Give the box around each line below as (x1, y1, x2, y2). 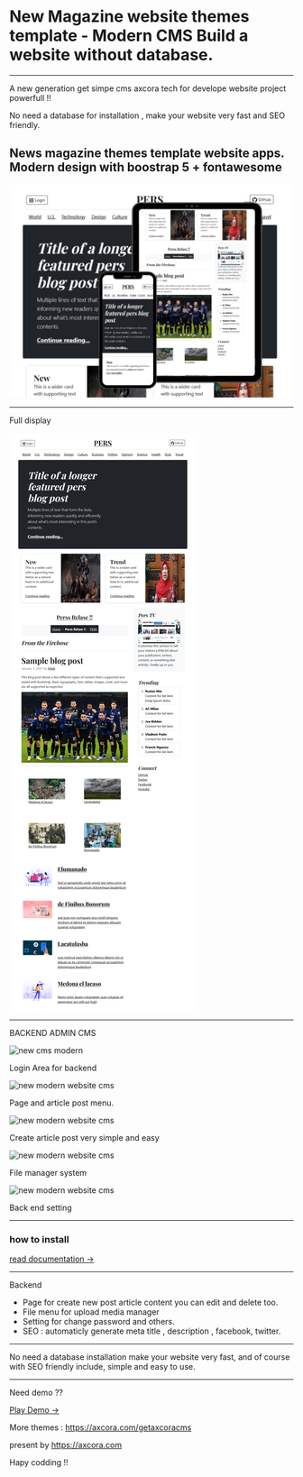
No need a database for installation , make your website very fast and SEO (9, 110, 286, 121)
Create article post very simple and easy (9, 1132, 160, 1142)
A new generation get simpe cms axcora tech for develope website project (9, 83, 287, 94)
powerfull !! (9, 92, 51, 103)
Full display (9, 415, 51, 426)
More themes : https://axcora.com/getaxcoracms (9, 1422, 192, 1433)
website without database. (9, 45, 214, 65)
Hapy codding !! (9, 1457, 69, 1468)
